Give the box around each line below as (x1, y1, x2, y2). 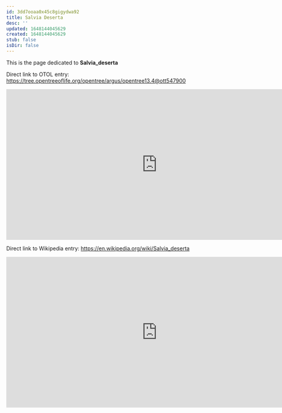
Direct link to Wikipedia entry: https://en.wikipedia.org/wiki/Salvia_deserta (6, 245, 190, 252)
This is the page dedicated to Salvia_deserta (6, 58, 119, 66)
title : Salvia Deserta (6, 14, 63, 20)
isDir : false (6, 43, 39, 49)
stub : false (6, 37, 36, 43)
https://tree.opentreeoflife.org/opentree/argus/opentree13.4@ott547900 (6, 77, 186, 84)
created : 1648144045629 (6, 31, 66, 37)
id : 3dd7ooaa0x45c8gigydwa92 (6, 8, 80, 15)
